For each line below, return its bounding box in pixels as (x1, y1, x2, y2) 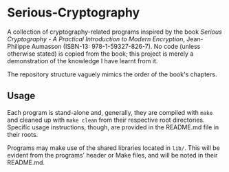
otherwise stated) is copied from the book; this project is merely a (7, 50, 194, 58)
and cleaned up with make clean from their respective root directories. (7, 116, 205, 124)
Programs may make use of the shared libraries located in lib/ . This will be (7, 143, 220, 152)
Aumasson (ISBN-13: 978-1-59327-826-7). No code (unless (31, 42, 201, 50)
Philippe (7, 42, 30, 50)
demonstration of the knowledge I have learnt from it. (7, 56, 158, 65)
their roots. (7, 130, 39, 138)
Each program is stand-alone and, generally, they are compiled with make (7, 108, 213, 116)
